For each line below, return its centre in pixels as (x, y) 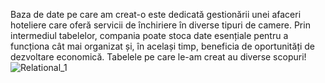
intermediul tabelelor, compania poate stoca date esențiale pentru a (149, 35)
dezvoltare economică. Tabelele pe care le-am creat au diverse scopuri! (158, 57)
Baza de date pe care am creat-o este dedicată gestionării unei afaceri (156, 14)
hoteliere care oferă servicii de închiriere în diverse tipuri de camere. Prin (160, 25)
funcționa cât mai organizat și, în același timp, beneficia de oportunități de (163, 46)
